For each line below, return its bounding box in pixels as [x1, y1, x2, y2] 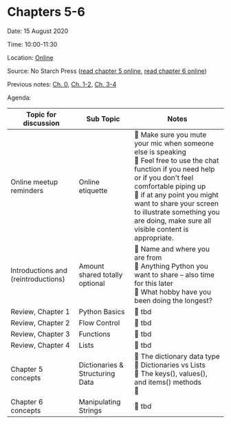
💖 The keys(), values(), [133, 368, 208, 378]
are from [133, 252, 162, 262]
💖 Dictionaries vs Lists [133, 360, 206, 370]
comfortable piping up [133, 181, 206, 191]
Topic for [26, 109, 57, 119]
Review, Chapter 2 [10, 317, 70, 327]
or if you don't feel [133, 172, 194, 182]
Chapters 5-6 [7, 4, 86, 20]
